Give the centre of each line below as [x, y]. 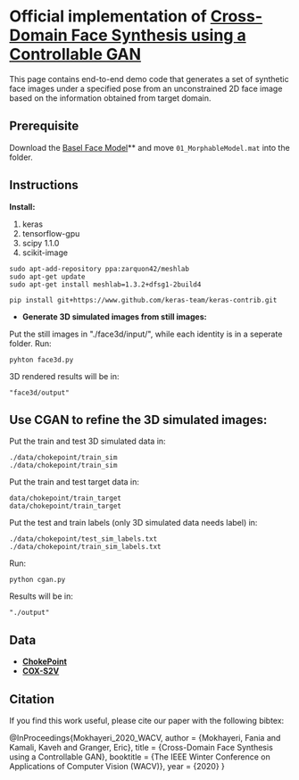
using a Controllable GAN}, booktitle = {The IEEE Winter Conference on [140, 757]
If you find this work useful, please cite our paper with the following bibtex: [147, 721]
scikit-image [45, 253]
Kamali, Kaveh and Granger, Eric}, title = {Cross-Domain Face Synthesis [141, 747]
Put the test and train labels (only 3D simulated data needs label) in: [133, 523]
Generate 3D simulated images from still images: [114, 316]
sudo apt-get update [48, 277]
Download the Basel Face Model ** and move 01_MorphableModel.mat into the [149, 147]
